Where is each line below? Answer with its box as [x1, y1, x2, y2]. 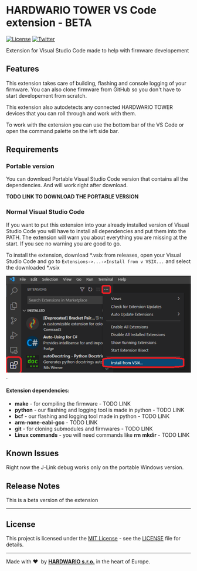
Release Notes [6, 481, 60, 491]
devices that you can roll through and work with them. [6, 109, 137, 117]
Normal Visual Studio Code [6, 208, 85, 216]
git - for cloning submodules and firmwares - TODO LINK [14, 425, 154, 432]
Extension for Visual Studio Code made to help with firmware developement [6, 47, 189, 54]
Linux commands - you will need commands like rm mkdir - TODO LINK [14, 431, 190, 439]
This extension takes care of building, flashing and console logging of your [6, 79, 186, 87]
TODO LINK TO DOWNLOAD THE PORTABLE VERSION [6, 193, 139, 200]
